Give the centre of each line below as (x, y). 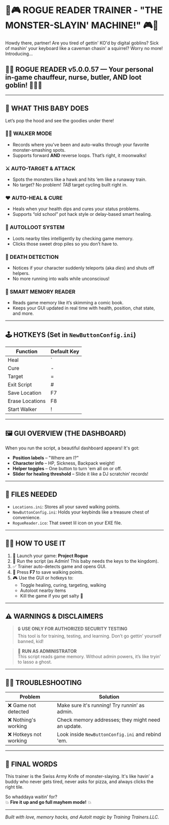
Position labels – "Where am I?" (46, 457)
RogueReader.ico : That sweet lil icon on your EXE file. (67, 523)
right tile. (14, 787)
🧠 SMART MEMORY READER (40, 292)
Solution (109, 697)
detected (18, 712)
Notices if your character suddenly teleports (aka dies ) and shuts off (83, 268)
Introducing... (19, 54)
